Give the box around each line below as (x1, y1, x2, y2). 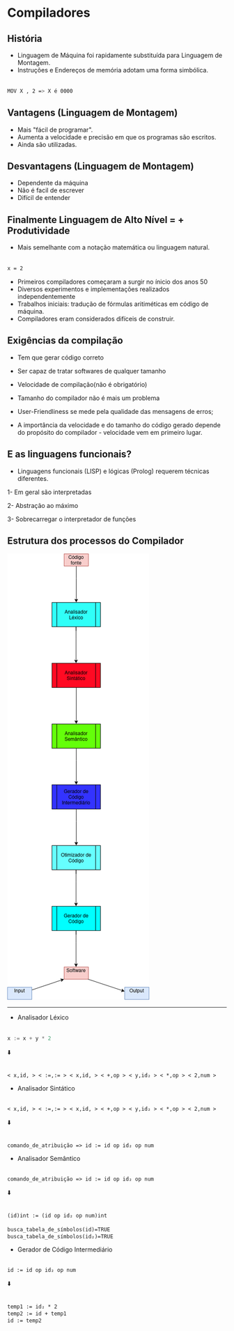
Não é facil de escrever (17, 186, 85, 194)
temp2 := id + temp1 (7, 1310, 68, 1318)
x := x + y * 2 (7, 1035, 52, 1043)
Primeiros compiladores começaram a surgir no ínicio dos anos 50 (17, 277, 208, 286)
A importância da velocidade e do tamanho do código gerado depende (17, 420, 221, 429)
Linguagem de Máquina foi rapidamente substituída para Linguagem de (17, 51, 223, 59)
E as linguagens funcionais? (7, 448, 132, 461)
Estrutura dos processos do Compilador (7, 534, 185, 546)
